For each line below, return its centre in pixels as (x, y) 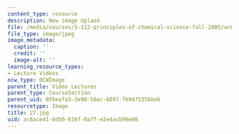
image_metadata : (31, 40)
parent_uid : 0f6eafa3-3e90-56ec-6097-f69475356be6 (84, 100)
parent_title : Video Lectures (52, 86)
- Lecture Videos (33, 73)
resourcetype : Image (38, 106)
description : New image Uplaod (54, 21)
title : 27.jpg (28, 113)
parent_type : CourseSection (49, 93)
